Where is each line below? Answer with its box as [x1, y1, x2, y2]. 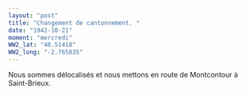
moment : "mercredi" [8, 33, 73, 42]
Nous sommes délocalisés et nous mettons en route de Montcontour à [8, 70, 238, 79]
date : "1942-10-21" [8, 26, 73, 34]
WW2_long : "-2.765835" [8, 48, 83, 56]
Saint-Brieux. [8, 78, 52, 88]
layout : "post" [8, 11, 59, 20]
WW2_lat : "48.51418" [8, 41, 77, 49]
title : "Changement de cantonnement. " [8, 19, 140, 27]
